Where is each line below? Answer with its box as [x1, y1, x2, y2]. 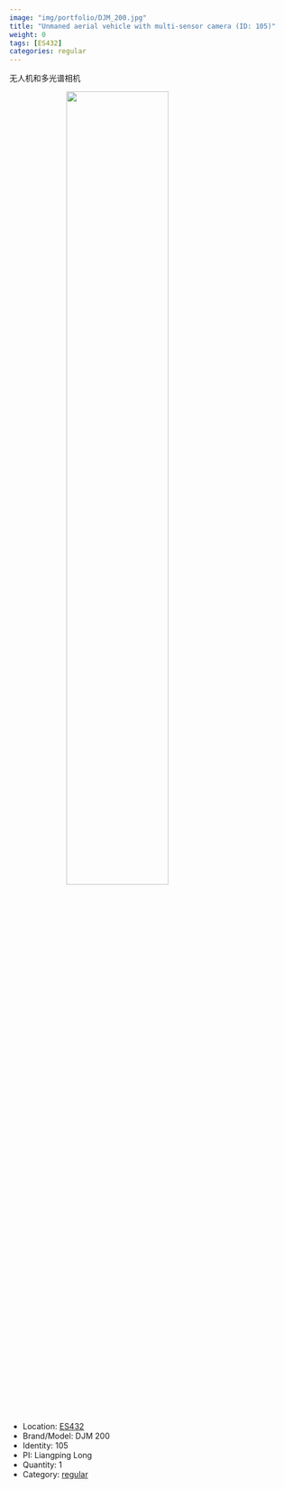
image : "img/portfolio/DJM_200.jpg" [9, 13, 147, 23]
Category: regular [22, 1469, 88, 1480]
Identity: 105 [22, 1440, 69, 1451]
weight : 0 [9, 30, 47, 39]
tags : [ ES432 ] [9, 38, 63, 48]
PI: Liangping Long [22, 1450, 93, 1461]
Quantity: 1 [22, 1459, 63, 1470]
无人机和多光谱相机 [9, 73, 81, 84]
